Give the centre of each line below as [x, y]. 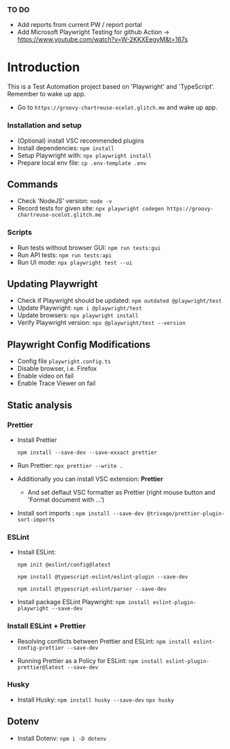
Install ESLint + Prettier [46, 626]
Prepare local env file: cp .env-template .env [82, 162]
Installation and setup [44, 125]
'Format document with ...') [66, 500]
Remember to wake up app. [46, 94]
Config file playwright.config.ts [64, 361]
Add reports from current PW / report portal [79, 25]
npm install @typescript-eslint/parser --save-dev [92, 589]
